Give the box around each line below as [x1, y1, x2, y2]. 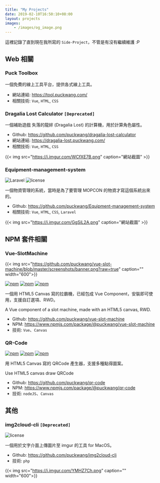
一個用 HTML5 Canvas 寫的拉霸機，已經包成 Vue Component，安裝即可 [5, 291, 149, 297]
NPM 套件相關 [5, 235, 48, 243]
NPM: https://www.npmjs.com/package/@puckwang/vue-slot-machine [12, 321, 155, 327]
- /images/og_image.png [14, 25, 62, 30]
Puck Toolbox [5, 70, 38, 76]
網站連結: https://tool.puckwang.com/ [12, 92, 88, 97]
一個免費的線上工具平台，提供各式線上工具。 [5, 81, 95, 87]
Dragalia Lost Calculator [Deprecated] [5, 110, 95, 117]
